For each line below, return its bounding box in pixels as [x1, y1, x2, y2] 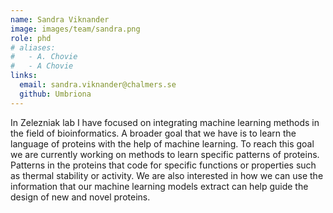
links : [10, 71, 38, 81]
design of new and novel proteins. [10, 191, 151, 203]
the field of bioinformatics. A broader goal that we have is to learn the [10, 127, 297, 139]
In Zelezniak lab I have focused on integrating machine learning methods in [10, 116, 320, 128]
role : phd [10, 33, 52, 43]
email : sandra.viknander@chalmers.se [19, 80, 177, 90]
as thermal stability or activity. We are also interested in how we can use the [10, 169, 324, 181]
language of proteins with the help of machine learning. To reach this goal [10, 137, 315, 150]
